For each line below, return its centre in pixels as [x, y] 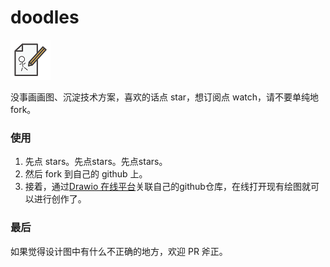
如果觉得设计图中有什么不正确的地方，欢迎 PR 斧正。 [119, 251]
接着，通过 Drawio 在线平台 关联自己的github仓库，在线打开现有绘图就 [167, 187]
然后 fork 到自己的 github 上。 [86, 174]
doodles [45, 17]
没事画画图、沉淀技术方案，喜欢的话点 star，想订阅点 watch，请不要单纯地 [165, 97]
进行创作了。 [60, 199]
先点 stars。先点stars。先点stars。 [96, 162]
